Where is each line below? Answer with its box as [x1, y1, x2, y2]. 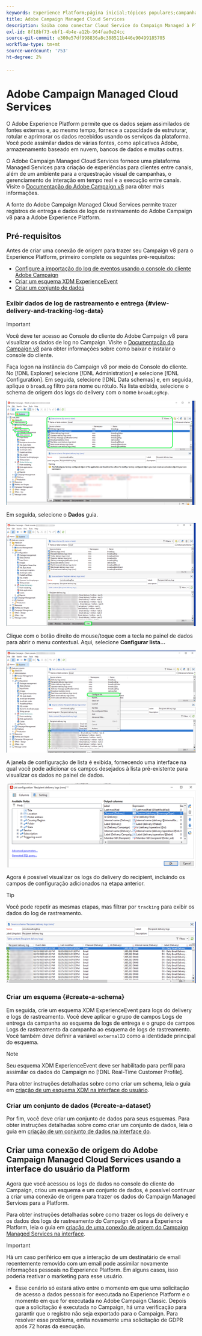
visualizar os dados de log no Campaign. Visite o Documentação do [6, 338, 174, 346]
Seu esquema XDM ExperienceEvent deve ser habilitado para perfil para [6, 1061, 186, 1069]
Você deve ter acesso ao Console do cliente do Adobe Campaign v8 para [6, 332, 188, 340]
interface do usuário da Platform [6, 1164, 130, 1174]
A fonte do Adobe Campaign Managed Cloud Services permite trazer [6, 200, 177, 208]
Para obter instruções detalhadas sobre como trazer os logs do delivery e [6, 1211, 189, 1218]
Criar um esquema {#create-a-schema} [6, 993, 125, 1001]
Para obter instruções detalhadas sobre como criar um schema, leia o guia [6, 1080, 191, 1087]
